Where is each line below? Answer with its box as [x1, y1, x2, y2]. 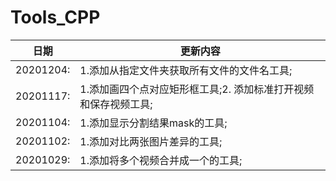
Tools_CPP [10, 6, 101, 29]
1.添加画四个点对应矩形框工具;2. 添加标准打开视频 [79, 82, 315, 96]
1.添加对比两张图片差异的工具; [79, 134, 223, 148]
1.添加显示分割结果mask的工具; [79, 116, 228, 130]
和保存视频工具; [79, 97, 153, 111]
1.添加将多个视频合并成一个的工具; [79, 153, 243, 167]
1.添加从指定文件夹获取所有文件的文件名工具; [79, 63, 293, 77]
